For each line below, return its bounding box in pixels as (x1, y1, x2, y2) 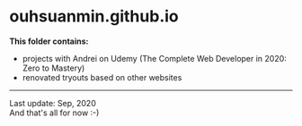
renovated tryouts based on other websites (22, 71, 182, 82)
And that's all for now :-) (9, 107, 100, 118)
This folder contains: (9, 36, 89, 46)
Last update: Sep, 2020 (9, 97, 96, 108)
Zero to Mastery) (22, 63, 85, 73)
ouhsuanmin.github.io (9, 6, 179, 27)
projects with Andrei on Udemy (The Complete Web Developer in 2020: (22, 53, 288, 63)
